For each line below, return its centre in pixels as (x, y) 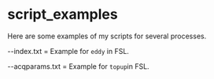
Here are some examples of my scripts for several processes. (107, 36)
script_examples (63, 14)
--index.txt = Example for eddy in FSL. (68, 51)
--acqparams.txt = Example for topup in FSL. (79, 66)
